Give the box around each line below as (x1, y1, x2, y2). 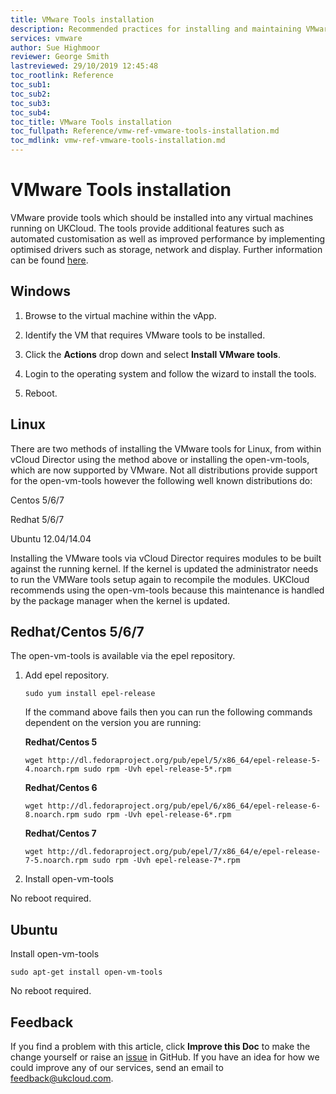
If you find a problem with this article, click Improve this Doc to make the (10, 1041, 311, 1052)
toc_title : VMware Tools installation (10, 117, 172, 127)
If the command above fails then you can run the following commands (24, 706, 313, 718)
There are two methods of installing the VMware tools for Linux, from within (10, 442, 322, 455)
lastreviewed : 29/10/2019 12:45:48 (10, 61, 159, 71)
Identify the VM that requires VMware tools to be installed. (24, 329, 266, 341)
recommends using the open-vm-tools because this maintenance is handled (10, 584, 325, 596)
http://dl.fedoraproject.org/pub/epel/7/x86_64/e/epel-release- (47, 847, 322, 857)
